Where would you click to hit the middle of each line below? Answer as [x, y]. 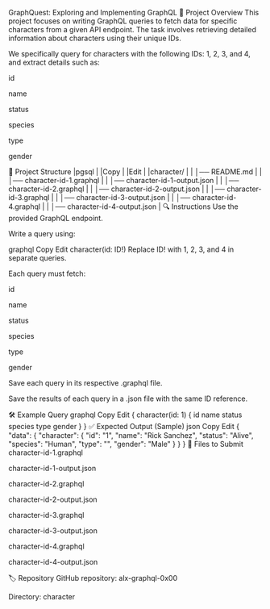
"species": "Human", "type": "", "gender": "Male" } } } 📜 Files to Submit [126, 444]
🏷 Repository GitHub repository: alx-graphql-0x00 [93, 578]
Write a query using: [42, 234]
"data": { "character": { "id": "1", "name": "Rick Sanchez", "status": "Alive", [131, 435]
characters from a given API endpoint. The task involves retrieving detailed [132, 29]
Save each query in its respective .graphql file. [85, 383]
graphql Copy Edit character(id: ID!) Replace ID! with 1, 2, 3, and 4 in [121, 249]
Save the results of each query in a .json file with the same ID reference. [128, 398]
